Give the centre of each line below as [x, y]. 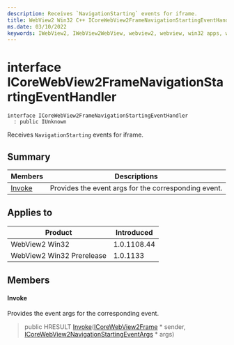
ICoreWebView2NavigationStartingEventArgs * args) [99, 335]
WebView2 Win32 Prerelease [58, 255]
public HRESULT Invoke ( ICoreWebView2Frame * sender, [105, 327]
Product [58, 232]
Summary [29, 156]
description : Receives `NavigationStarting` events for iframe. [102, 14]
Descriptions [136, 176]
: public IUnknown [40, 122]
